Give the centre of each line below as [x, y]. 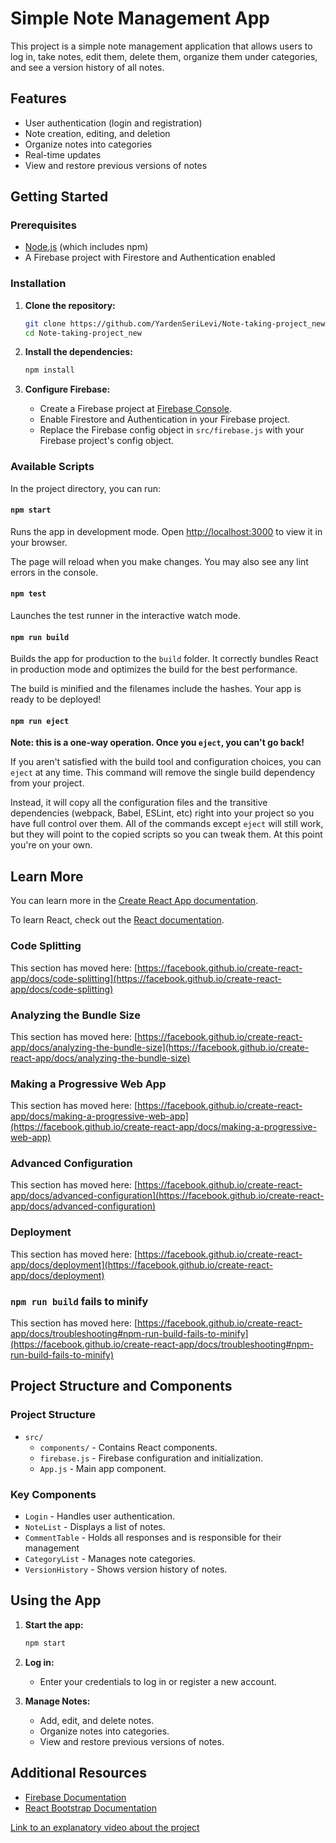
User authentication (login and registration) [113, 123]
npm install [49, 370]
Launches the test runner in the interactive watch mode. [126, 616]
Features [38, 98]
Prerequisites [43, 225]
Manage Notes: [57, 1701]
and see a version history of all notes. [87, 67]
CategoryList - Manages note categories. [110, 1559]
